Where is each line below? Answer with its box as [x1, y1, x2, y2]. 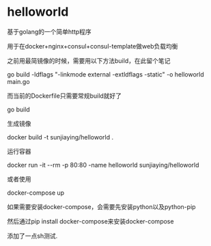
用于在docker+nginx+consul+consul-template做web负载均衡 [7, 42, 178, 50]
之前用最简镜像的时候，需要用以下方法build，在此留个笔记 [7, 56, 171, 65]
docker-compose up [7, 189, 65, 197]
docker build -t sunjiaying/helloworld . [7, 133, 114, 141]
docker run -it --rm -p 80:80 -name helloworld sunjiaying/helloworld [7, 161, 199, 169]
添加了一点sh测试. [7, 232, 58, 240]
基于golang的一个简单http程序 [7, 27, 92, 36]
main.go [7, 77, 30, 85]
